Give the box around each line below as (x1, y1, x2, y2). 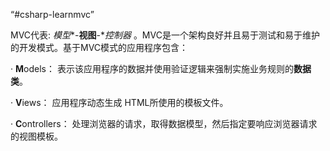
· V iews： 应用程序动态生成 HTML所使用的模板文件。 (10, 97, 229, 108)
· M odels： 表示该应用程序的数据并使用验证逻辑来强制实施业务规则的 (10, 63, 294, 74)
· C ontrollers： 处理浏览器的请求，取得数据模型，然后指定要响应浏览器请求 (10, 118, 318, 129)
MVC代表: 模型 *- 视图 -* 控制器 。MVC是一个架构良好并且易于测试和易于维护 (10, 29, 320, 41)
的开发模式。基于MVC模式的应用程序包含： (10, 42, 189, 53)
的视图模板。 (10, 130, 63, 142)
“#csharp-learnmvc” (10, 9, 95, 20)
